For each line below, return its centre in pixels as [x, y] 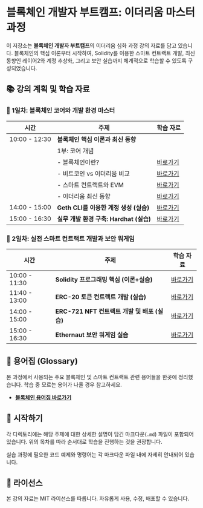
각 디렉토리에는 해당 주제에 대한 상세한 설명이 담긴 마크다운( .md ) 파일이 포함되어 [100, 434]
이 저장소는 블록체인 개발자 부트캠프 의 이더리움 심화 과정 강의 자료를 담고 [92, 45]
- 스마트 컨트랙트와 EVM [90, 185]
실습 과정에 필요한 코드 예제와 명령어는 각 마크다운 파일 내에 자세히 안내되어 [95, 454]
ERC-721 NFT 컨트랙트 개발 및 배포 [105, 311]
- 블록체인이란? [78, 162]
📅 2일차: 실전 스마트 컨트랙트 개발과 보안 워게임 [70, 239]
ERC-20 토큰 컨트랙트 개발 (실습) [101, 297]
